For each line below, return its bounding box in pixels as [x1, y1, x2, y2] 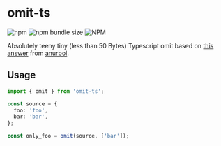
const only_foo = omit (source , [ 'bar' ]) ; [7, 133, 130, 140]
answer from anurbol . [7, 49, 70, 57]
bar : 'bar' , [13, 113, 49, 120]
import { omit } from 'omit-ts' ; [7, 87, 105, 95]
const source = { [7, 100, 58, 108]
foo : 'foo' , [13, 107, 49, 114]
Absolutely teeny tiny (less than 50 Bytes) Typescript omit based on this [7, 41, 214, 50]
